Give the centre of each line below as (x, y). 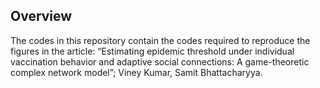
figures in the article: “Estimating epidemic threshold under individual (152, 51)
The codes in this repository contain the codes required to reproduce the (160, 40)
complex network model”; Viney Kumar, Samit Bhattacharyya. (136, 72)
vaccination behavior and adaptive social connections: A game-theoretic (160, 61)
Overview (41, 16)
